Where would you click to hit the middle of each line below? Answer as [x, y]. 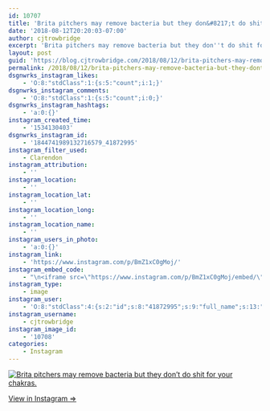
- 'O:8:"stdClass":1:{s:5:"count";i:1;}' [93, 83]
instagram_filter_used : [48, 150]
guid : [17, 61]
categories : [28, 344]
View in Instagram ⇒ [43, 399]
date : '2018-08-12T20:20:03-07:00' [68, 31]
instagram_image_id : [43, 329]
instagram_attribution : [48, 165]
